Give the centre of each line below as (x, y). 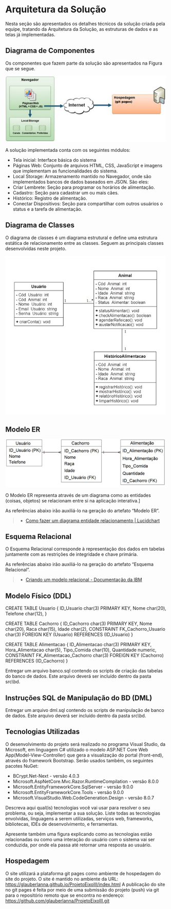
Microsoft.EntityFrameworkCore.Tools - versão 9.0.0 (68, 792)
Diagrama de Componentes (50, 51)
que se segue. (21, 68)
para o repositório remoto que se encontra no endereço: (65, 895)
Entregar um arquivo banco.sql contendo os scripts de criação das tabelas (84, 671)
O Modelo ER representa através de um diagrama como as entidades (78, 495)
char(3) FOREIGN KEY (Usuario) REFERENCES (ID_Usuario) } (69, 634)
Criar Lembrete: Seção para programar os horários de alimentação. (84, 187)
